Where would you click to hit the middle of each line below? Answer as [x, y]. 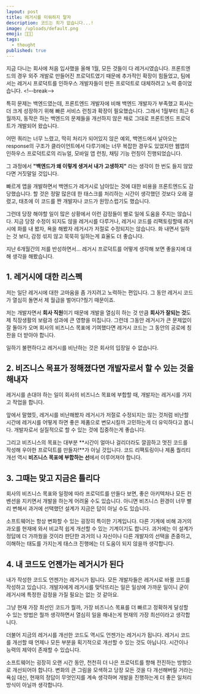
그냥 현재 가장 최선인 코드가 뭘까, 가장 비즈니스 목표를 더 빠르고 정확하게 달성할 [97, 607]
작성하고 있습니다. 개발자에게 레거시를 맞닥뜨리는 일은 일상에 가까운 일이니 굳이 [98, 587]
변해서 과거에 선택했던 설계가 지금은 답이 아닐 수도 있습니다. [81, 508]
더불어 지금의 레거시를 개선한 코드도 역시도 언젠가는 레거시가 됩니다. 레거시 [93, 635]
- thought [24, 45]
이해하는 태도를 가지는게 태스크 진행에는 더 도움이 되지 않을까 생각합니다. [90, 544]
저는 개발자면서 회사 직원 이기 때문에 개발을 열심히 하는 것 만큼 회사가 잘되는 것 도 [99, 312]
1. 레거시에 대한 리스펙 [44, 277]
